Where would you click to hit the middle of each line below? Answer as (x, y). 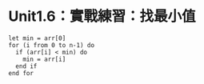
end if (26, 66)
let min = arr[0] (37, 38)
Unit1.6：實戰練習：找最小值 (102, 16)
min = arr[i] (44, 59)
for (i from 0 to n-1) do (51, 45)
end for (21, 73)
